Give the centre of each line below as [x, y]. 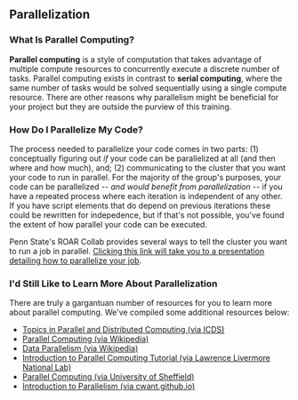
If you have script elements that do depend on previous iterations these [140, 205]
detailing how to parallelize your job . [76, 260]
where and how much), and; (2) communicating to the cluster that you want [148, 167]
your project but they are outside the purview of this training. [121, 107]
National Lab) [47, 367]
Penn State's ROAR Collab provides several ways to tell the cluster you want [148, 241]
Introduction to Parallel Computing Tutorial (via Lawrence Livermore [146, 358]
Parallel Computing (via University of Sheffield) [108, 377]
